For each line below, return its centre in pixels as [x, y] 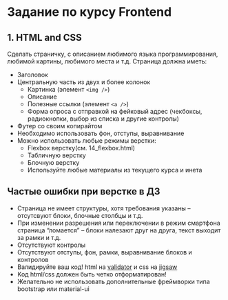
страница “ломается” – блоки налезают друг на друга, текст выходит [119, 230]
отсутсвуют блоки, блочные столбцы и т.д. [80, 215]
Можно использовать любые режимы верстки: [86, 141]
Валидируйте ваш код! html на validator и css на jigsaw [97, 267]
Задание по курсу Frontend [90, 12]
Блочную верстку [53, 162]
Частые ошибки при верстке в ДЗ [84, 191]
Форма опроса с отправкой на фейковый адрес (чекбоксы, [115, 111]
